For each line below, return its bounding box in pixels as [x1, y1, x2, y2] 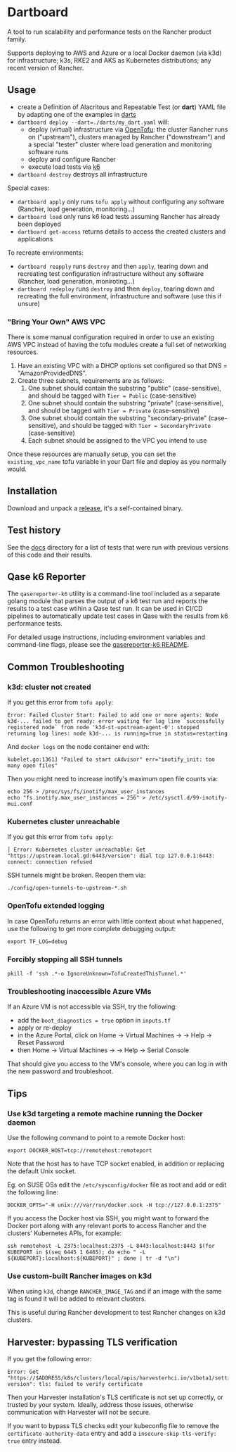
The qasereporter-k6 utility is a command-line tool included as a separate [7, 589, 221, 598]
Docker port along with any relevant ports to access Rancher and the [7, 1222, 207, 1230]
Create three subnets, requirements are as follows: [17, 377, 164, 385]
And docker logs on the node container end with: [7, 743, 150, 751]
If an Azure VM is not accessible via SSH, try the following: [7, 1002, 178, 1011]
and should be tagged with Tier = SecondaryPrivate [59, 422, 211, 430]
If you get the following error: [7, 1355, 92, 1363]
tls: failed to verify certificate [38, 1381, 143, 1388]
